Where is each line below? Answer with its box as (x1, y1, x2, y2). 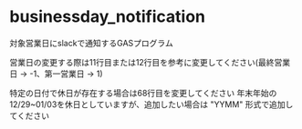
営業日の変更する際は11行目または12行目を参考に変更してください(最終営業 (9, 56, 290, 67)
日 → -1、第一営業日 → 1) (9, 68, 103, 79)
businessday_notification (9, 6, 206, 27)
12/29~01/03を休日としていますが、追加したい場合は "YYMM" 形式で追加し (9, 98, 294, 110)
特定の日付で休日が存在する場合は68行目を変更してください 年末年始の (9, 87, 277, 98)
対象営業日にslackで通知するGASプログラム (9, 37, 173, 48)
